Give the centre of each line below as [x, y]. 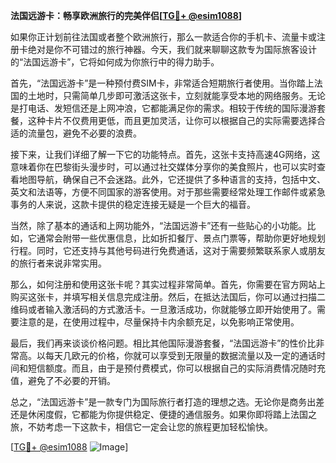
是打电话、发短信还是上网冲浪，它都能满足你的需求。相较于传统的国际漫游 [163, 108]
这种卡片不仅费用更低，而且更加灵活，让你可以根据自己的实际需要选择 [172, 120]
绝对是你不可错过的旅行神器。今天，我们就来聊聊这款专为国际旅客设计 [172, 49]
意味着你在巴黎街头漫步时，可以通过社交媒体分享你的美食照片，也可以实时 [163, 167]
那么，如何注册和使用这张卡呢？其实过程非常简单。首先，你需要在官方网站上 [168, 284]
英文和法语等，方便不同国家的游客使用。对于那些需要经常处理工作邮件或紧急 [168, 192]
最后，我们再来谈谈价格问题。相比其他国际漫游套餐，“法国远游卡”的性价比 [163, 343]
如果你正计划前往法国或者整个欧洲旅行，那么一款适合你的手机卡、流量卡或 [163, 37]
